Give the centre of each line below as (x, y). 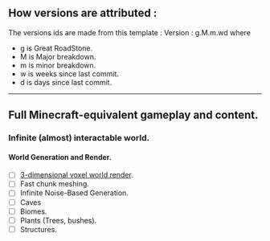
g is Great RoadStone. (56, 48)
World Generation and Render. (60, 157)
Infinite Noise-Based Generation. (74, 193)
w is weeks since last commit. (69, 74)
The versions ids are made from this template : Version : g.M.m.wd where (130, 32)
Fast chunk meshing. (55, 184)
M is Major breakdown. (58, 56)
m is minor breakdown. (58, 65)
